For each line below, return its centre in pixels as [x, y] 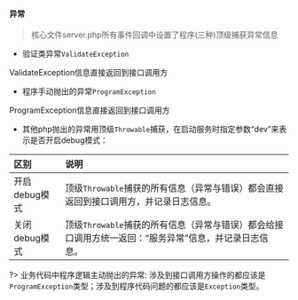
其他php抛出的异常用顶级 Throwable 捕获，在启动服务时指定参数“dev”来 [150, 130]
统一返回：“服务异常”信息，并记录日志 [180, 238]
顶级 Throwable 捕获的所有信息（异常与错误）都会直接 [174, 188]
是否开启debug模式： [69, 140]
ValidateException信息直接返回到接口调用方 [89, 73]
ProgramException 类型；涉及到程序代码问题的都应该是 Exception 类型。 [137, 286]
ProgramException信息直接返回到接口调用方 [90, 110]
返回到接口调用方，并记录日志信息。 [141, 201]
